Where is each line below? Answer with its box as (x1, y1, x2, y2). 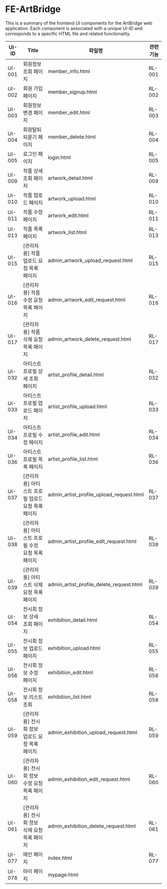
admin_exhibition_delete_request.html (48, 823, 136, 830)
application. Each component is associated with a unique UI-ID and (5, 25, 143, 31)
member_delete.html (48, 133, 96, 140)
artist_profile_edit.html (48, 431, 100, 438)
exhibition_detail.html (48, 616, 97, 623)
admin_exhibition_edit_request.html (48, 776, 130, 783)
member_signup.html (48, 88, 97, 95)
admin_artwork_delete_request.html (48, 336, 132, 343)
